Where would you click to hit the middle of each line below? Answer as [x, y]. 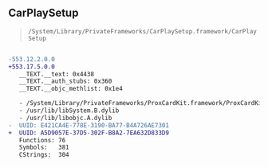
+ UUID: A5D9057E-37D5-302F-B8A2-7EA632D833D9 [89, 133]
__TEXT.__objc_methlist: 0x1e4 [71, 89]
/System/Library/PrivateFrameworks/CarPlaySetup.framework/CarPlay [142, 31]
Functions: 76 [42, 140]
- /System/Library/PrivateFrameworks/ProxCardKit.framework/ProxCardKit [142, 103]
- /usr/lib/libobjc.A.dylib [65, 118]
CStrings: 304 [44, 155]
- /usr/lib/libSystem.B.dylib [69, 111]
